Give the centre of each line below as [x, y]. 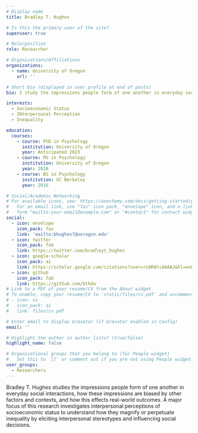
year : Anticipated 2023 [51, 152]
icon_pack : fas [35, 229]
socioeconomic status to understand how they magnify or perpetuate [90, 412]
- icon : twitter [31, 240]
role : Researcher [27, 50]
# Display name [25, 12]
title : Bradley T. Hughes [38, 17]
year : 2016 [35, 185]
